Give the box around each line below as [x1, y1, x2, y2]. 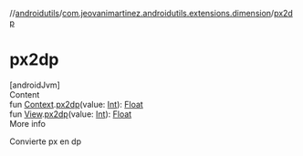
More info [9, 118, 47, 129]
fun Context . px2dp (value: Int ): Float [9, 99, 143, 109]
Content [9, 88, 40, 99]
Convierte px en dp [9, 136, 82, 147]
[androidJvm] [9, 79, 61, 90]
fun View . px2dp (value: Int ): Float [9, 109, 132, 120]
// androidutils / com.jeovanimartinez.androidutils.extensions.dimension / [9, 8, 275, 18]
